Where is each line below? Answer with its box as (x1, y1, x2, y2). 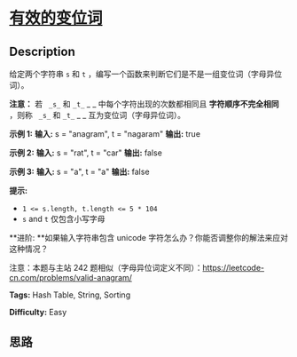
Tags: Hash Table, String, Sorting (9, 290, 131, 300)
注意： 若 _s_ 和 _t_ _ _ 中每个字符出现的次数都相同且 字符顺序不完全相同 (9, 99, 279, 109)
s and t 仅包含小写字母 (21, 214, 106, 224)
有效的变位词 (9, 8, 104, 28)
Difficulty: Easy (9, 307, 67, 317)
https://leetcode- (202, 263, 265, 273)
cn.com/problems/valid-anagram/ (9, 273, 133, 282)
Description (9, 44, 75, 59)
